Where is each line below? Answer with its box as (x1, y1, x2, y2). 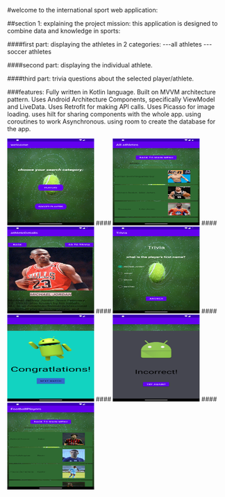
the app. (7, 125, 31, 133)
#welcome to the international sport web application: (7, 6, 158, 14)
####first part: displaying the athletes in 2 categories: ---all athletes (7, 40, 203, 48)
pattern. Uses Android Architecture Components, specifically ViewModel (7, 95, 215, 103)
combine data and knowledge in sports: (7, 27, 121, 35)
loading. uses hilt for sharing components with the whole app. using (7, 110, 201, 118)
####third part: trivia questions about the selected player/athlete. (7, 74, 194, 83)
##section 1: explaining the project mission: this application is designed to (7, 19, 218, 27)
